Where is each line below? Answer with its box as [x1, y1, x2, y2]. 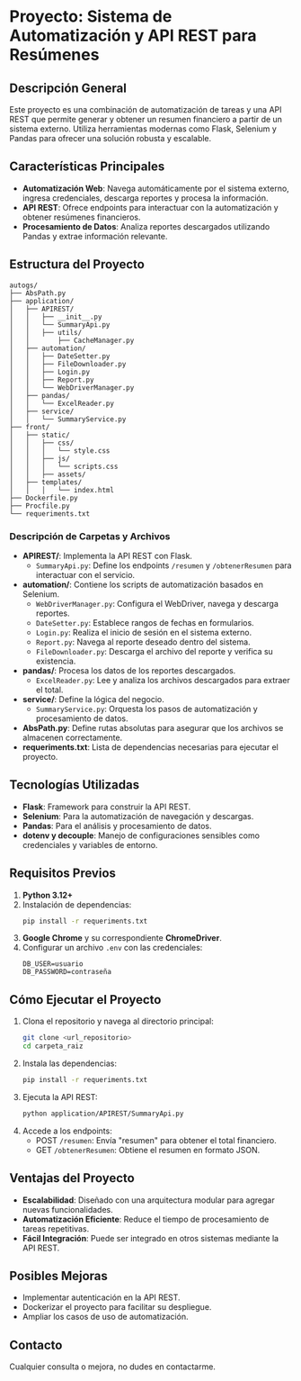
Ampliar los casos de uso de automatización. [22, 1312, 189, 1322]
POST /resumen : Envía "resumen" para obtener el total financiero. [35, 1134, 277, 1145]
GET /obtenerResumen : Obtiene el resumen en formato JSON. [35, 1144, 261, 1155]
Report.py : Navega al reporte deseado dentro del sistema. [35, 636, 251, 647]
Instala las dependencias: [22, 1058, 117, 1069]
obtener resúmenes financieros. [22, 212, 141, 222]
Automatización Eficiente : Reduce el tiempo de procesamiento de [22, 1214, 270, 1224]
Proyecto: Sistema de [9, 6, 173, 27]
